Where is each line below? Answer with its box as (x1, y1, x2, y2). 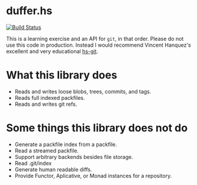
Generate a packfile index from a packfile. (14, 141, 117, 148)
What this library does (6, 69, 117, 82)
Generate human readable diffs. (14, 165, 92, 173)
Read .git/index (14, 160, 52, 167)
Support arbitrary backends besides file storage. (14, 153, 133, 160)
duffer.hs (6, 4, 53, 18)
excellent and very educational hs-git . (6, 47, 99, 54)
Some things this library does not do (6, 121, 188, 135)
